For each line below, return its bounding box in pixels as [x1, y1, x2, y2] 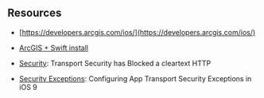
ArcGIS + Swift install [18, 43, 89, 53]
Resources [7, 6, 62, 20]
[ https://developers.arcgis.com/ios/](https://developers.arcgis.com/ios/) [18, 27, 256, 37]
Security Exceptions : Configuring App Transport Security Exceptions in [18, 73, 252, 83]
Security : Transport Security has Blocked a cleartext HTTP [18, 58, 212, 68]
